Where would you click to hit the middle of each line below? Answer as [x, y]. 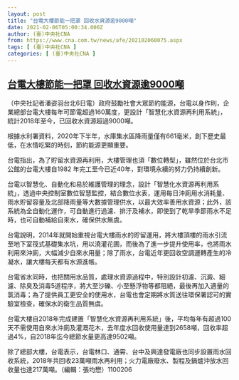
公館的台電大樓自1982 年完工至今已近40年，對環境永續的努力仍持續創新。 [116, 169]
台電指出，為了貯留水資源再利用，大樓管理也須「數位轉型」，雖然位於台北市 [118, 160]
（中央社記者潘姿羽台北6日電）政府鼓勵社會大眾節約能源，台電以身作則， [115, 103]
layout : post [27, 14]
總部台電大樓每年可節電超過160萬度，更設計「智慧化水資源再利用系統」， [120, 112]
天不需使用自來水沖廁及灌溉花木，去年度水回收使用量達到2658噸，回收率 [115, 327]
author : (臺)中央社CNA [39, 34]
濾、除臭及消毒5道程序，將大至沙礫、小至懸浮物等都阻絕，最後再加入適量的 [118, 285]
